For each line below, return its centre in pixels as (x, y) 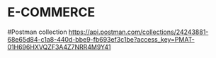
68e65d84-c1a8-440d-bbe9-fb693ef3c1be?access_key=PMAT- (101, 39)
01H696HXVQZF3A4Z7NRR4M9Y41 (59, 47)
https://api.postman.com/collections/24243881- (138, 32)
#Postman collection (37, 32)
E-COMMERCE (51, 12)
